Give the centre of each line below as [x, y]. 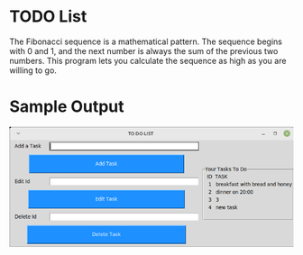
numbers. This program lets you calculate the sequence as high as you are [148, 60]
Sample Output [67, 107]
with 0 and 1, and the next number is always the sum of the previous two [144, 50]
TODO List [48, 17]
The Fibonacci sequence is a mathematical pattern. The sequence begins [146, 41]
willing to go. [33, 70]
